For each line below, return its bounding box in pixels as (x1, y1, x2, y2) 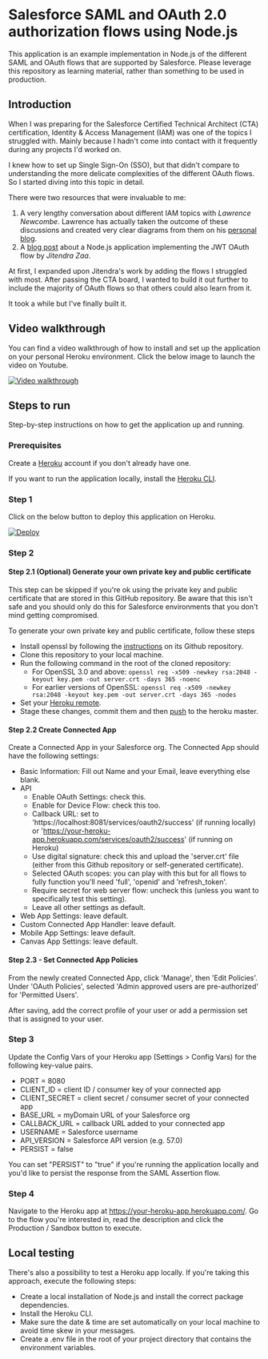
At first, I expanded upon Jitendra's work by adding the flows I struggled (8, 266, 247, 275)
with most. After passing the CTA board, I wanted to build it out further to (8, 275, 249, 284)
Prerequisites (8, 440, 62, 451)
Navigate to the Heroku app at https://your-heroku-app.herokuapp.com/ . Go (8, 1206, 258, 1216)
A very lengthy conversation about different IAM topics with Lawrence (19, 208, 251, 218)
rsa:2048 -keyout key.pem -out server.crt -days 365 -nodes (31, 691, 237, 700)
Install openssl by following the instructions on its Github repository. (19, 642, 244, 651)
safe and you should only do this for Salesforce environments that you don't (8, 602, 258, 611)
